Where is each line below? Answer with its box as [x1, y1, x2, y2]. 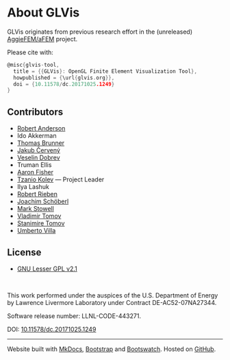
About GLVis [7, 5, 80, 21]
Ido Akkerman [16, 132, 57, 140]
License [7, 246, 42, 258]
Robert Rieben [16, 190, 58, 199]
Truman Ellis [16, 161, 52, 169]
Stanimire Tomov [16, 219, 65, 227]
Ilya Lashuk [16, 183, 50, 191]
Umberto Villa [16, 227, 56, 235]
